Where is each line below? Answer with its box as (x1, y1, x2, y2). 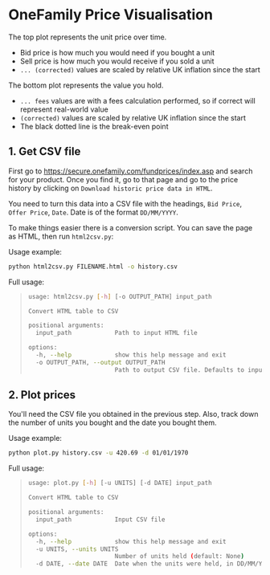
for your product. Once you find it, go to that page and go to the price (8, 174, 239, 184)
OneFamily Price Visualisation (8, 6, 213, 24)
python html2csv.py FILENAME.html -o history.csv (8, 263, 178, 271)
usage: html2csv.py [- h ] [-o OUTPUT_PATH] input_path (27, 292, 212, 300)
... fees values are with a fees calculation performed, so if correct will (19, 96, 256, 105)
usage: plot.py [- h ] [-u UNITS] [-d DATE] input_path (27, 479, 212, 487)
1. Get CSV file (8, 145, 81, 158)
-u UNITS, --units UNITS (35, 544, 119, 553)
